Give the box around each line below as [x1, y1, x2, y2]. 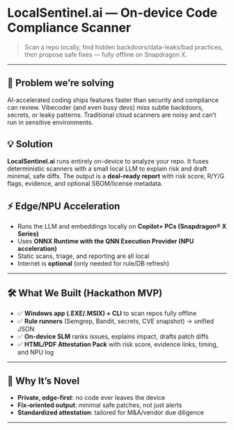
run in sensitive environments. [7, 117, 94, 127]
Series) [17, 229, 40, 238]
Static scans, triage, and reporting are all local [17, 252, 150, 260]
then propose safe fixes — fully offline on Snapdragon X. [24, 50, 188, 59]
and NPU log [17, 348, 54, 357]
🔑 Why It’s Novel [7, 375, 80, 387]
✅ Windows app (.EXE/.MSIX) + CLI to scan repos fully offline [17, 309, 197, 317]
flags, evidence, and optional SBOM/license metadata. [7, 179, 164, 187]
